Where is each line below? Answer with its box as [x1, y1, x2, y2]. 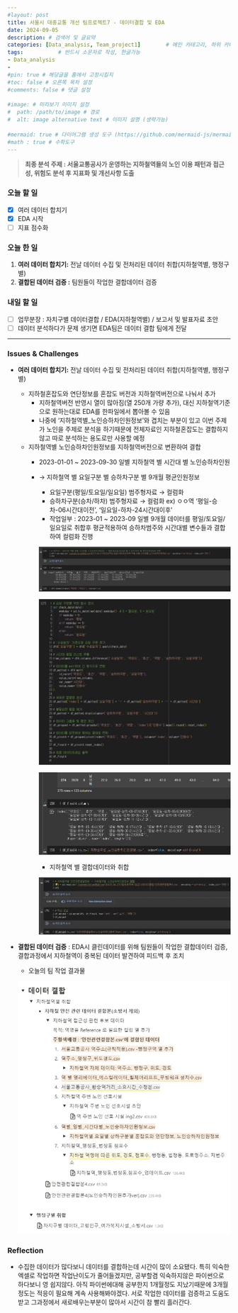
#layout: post [7, 11, 50, 18]
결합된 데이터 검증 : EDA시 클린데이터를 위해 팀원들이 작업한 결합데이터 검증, [17, 942, 228, 951]
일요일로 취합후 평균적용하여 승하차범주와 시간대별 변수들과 [49, 523, 212, 532]
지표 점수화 [17, 223, 49, 232]
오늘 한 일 [7, 242, 38, 252]
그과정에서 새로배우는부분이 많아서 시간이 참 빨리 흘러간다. [30, 1297, 193, 1306]
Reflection [7, 1245, 44, 1255]
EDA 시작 [17, 214, 44, 223]
